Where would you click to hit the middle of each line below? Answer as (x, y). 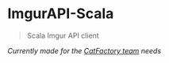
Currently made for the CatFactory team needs (84, 50)
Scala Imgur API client (63, 35)
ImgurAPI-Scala (61, 14)
